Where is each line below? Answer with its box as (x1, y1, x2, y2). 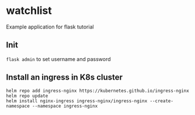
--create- (149, 98, 174, 104)
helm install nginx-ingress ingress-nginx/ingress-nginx (6, 98, 148, 104)
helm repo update (6, 93, 48, 99)
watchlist (6, 4, 52, 17)
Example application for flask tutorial (6, 23, 95, 30)
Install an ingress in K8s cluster (6, 73, 123, 82)
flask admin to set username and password (6, 55, 111, 62)
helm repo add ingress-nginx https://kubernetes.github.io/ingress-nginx (6, 88, 190, 94)
